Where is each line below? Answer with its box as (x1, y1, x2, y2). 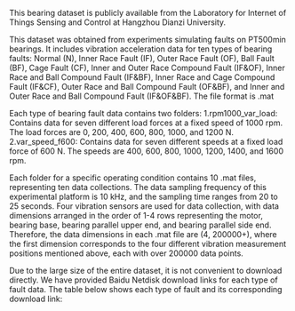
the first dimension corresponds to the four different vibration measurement (9, 239, 287, 249)
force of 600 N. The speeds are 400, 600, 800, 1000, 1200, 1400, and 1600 (9, 146, 284, 156)
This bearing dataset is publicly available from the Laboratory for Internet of (9, 8, 287, 18)
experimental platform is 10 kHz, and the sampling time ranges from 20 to (9, 191, 278, 202)
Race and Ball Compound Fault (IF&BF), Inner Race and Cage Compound (9, 72, 275, 83)
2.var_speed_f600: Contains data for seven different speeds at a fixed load (9, 137, 283, 147)
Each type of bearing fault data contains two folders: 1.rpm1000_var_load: (9, 108, 278, 118)
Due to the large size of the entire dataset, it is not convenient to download (9, 266, 283, 275)
